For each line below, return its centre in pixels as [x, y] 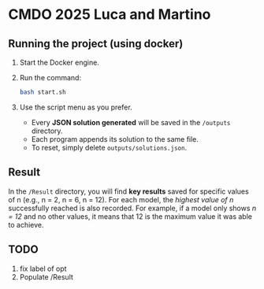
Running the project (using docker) [96, 44]
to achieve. [26, 224]
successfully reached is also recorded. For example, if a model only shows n [132, 208]
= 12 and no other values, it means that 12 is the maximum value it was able [130, 216]
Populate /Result [46, 276]
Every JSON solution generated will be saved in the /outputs [131, 122]
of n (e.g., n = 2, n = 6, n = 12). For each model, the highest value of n [121, 199]
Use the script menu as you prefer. [76, 107]
